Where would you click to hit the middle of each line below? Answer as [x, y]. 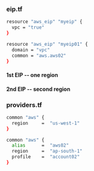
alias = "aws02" [40, 145]
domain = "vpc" [31, 50]
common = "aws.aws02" [39, 56]
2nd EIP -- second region [39, 89]
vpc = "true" [28, 27]
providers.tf [24, 104]
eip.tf [14, 9]
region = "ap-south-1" [47, 151]
